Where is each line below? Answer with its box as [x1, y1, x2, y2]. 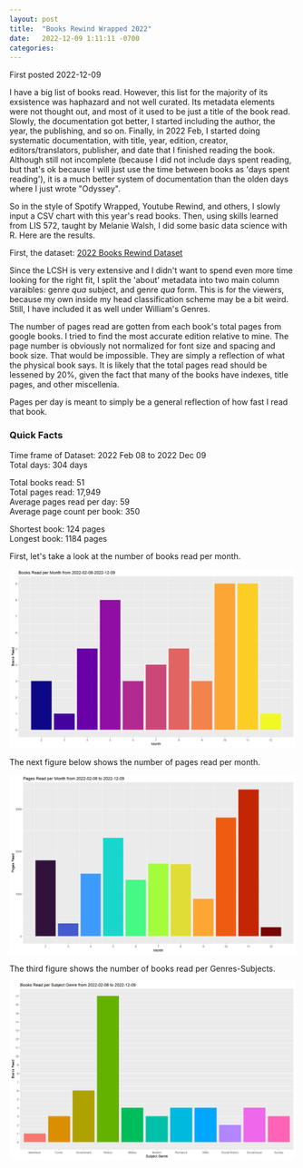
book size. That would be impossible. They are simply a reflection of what [9, 350, 286, 361]
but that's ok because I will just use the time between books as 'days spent [9, 164, 290, 175]
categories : [9, 44, 54, 53]
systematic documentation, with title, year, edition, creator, [9, 135, 229, 146]
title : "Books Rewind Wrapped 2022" [9, 24, 152, 34]
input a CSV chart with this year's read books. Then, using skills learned [9, 211, 279, 221]
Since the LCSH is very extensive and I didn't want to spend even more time [9, 265, 293, 276]
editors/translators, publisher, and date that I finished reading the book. [9, 145, 276, 156]
